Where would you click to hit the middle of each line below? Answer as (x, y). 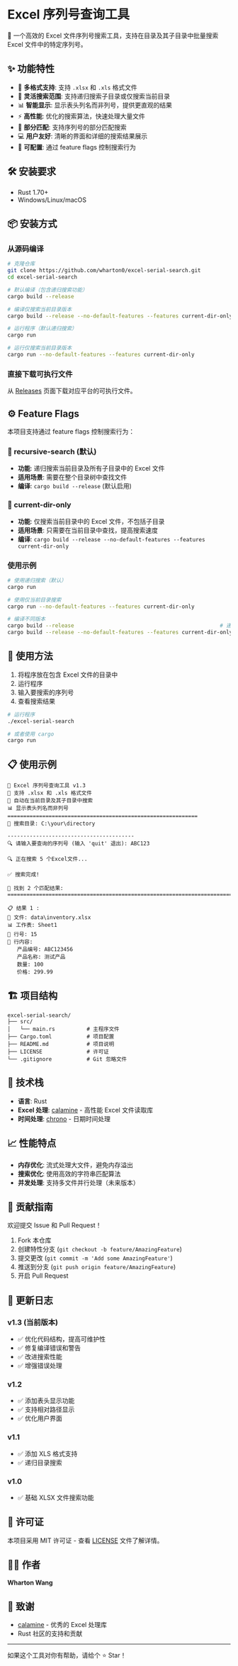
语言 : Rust (32, 1101)
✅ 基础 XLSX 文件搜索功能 (56, 1497)
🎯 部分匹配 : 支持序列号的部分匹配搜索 (72, 127)
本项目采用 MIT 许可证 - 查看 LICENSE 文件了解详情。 (85, 1540)
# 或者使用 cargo (31, 734)
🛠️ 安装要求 (32, 172)
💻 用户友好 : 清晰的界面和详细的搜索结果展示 (83, 136)
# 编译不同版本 (27, 619)
